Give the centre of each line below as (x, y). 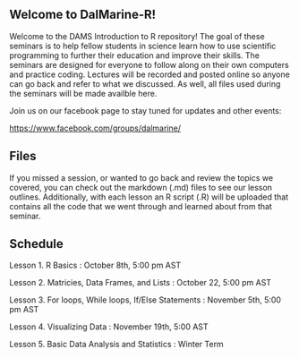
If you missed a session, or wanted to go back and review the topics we (141, 177)
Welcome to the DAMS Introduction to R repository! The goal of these (137, 36)
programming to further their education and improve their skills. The (135, 55)
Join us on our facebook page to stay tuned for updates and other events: (145, 110)
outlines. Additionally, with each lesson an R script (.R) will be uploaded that (149, 197)
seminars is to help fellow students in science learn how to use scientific (143, 46)
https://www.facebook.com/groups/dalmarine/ (95, 128)
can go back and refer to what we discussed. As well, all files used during (145, 83)
